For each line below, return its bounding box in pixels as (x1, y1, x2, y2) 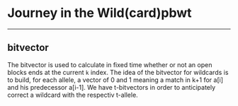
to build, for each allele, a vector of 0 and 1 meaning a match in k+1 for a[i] (7, 76, 224, 84)
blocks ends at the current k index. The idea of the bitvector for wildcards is (7, 68, 229, 76)
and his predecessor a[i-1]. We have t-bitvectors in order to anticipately (7, 83, 216, 91)
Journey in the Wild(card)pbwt (7, 5, 193, 21)
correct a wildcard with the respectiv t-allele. (7, 90, 138, 99)
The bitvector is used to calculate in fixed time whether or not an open (7, 60, 212, 69)
